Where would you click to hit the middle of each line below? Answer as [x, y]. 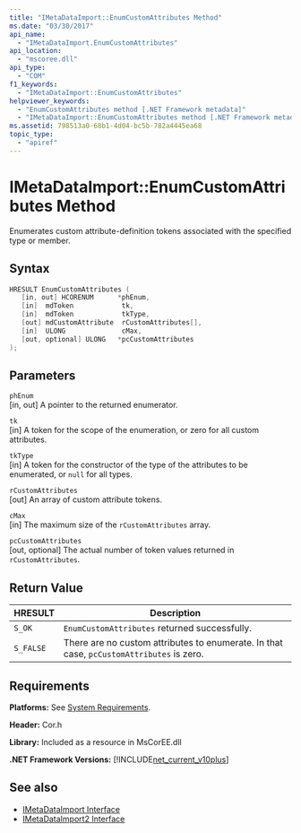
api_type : [28, 68]
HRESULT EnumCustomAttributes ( [69, 289]
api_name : [28, 34]
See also [34, 788]
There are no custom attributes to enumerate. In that [173, 643]
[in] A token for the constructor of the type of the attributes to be [129, 465]
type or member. [40, 240]
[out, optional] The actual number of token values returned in [122, 550]
